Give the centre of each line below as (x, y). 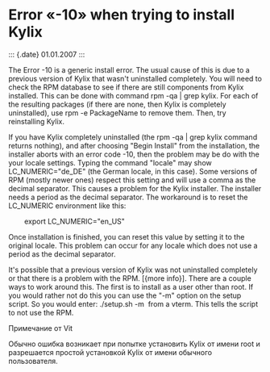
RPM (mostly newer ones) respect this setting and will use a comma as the (132, 180)
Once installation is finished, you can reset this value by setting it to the (127, 236)
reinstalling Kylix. (36, 121)
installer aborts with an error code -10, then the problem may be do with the (134, 154)
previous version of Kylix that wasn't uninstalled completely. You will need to (135, 78)
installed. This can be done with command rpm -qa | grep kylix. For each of (133, 95)
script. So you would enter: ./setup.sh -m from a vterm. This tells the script (133, 303)
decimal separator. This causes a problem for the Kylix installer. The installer (135, 188)
